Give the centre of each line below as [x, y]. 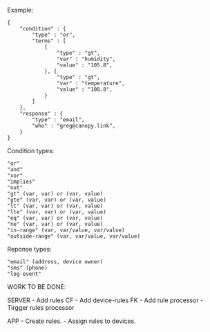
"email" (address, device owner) [55, 262]
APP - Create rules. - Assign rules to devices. [71, 321]
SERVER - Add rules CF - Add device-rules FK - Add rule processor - [105, 300]
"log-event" [24, 274]
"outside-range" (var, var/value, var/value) [74, 236]
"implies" [21, 182]
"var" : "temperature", [91, 83]
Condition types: [31, 151]
